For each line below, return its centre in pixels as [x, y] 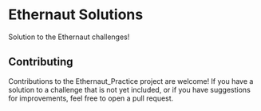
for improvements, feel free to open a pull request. [91, 98]
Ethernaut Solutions [76, 15]
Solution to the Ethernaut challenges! [69, 37]
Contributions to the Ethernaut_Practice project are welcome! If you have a [131, 81]
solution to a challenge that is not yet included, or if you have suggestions [130, 89]
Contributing [41, 62]
